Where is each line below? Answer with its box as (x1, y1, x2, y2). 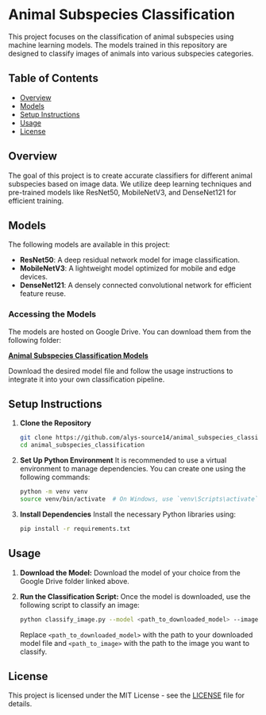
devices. (19, 272, 48, 282)
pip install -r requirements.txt (19, 525, 131, 532)
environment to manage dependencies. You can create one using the (19, 464, 246, 474)
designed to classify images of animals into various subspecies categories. (8, 48, 254, 58)
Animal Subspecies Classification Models (8, 351, 148, 360)
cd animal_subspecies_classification (19, 441, 145, 449)
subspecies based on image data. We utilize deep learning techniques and (8, 179, 252, 188)
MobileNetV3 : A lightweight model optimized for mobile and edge (19, 263, 237, 273)
